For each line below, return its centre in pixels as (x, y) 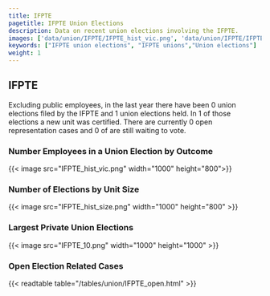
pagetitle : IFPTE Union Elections (66, 23)
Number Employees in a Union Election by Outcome (111, 151)
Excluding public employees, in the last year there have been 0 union (123, 104)
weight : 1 (25, 53)
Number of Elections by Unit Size (74, 189)
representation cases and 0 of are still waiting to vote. (97, 130)
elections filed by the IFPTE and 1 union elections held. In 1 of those (120, 113)
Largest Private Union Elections (71, 228)
